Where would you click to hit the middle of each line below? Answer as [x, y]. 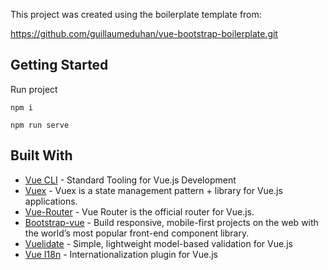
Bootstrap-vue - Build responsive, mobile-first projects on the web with [171, 222]
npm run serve [40, 125]
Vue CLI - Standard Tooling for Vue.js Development [130, 180]
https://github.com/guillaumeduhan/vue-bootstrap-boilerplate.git [144, 33]
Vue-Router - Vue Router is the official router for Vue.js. [139, 211]
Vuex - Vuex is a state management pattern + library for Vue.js [153, 190]
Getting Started [59, 65]
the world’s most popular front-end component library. [137, 233]
